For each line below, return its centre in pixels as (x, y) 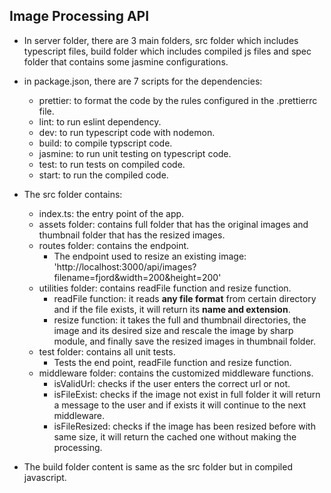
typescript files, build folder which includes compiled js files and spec (167, 51)
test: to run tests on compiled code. (112, 164)
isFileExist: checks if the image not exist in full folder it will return (187, 394)
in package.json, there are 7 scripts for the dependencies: (143, 81)
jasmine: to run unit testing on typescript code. (135, 153)
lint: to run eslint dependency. (100, 121)
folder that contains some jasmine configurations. (126, 61)
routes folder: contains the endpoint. (114, 245)
